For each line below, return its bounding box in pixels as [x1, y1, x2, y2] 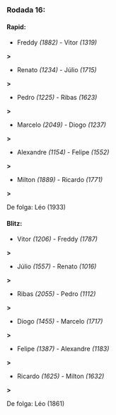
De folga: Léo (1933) [6, 203, 66, 212]
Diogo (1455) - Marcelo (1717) [16, 317, 103, 326]
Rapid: [6, 23, 26, 31]
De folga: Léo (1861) [6, 399, 65, 408]
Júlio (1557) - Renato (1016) [16, 262, 97, 271]
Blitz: [6, 219, 23, 227]
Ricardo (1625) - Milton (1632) [16, 372, 105, 380]
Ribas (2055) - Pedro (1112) [16, 290, 96, 298]
